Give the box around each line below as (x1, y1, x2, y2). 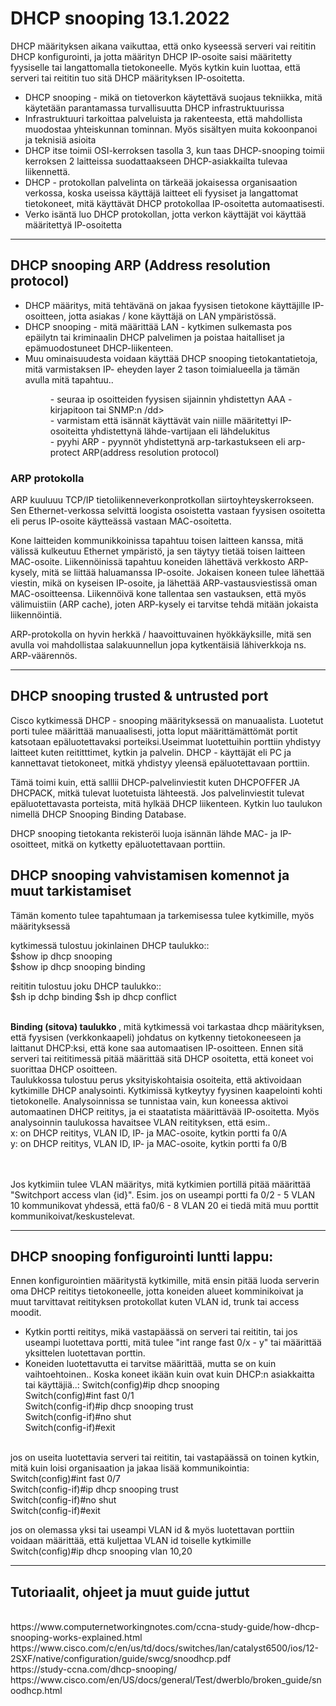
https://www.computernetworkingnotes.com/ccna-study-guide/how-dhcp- (10, 1621, 320, 1633)
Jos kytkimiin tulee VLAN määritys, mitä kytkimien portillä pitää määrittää (10, 1178, 312, 1190)
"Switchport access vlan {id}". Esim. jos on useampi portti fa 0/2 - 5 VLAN (10, 1188, 316, 1201)
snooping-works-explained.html (10, 1632, 143, 1644)
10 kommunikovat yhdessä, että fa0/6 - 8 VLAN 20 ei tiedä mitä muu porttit (10, 1199, 319, 1211)
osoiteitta (49, 425, 89, 437)
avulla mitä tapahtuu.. (24, 373, 114, 386)
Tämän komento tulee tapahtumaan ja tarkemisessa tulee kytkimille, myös (10, 909, 315, 921)
